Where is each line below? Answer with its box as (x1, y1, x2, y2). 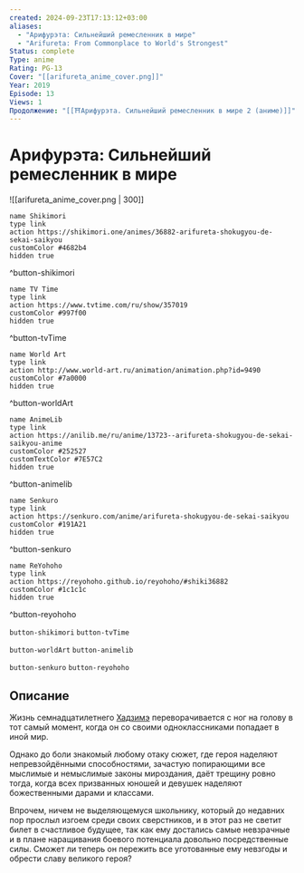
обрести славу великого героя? (9, 853, 133, 864)
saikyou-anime (9, 439, 63, 449)
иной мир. (9, 732, 49, 742)
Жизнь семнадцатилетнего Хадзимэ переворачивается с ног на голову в (9, 713, 294, 723)
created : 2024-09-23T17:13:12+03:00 (9, 13, 147, 23)
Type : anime (9, 55, 54, 64)
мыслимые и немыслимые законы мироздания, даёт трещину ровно (9, 768, 276, 779)
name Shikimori (9, 212, 67, 221)
